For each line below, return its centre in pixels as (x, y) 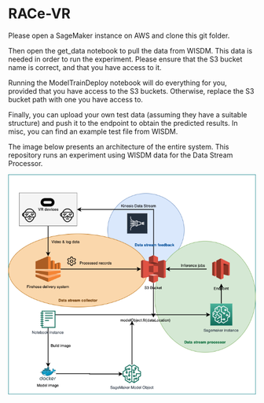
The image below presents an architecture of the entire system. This (119, 146)
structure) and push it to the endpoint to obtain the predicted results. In (123, 123)
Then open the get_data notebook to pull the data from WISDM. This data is (130, 50)
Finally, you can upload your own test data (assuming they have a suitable (128, 114)
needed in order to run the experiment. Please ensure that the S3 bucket (125, 59)
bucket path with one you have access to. (76, 99)
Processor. (26, 163)
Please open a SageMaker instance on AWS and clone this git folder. (119, 35)
